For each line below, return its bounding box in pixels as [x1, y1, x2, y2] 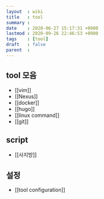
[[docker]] [14, 99, 39, 106]
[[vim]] [14, 86, 31, 93]
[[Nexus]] [14, 93, 38, 100]
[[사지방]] [14, 151, 37, 158]
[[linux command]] [14, 112, 60, 119]
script [6, 135, 28, 145]
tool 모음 [6, 70, 37, 80]
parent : [6, 47, 31, 53]
